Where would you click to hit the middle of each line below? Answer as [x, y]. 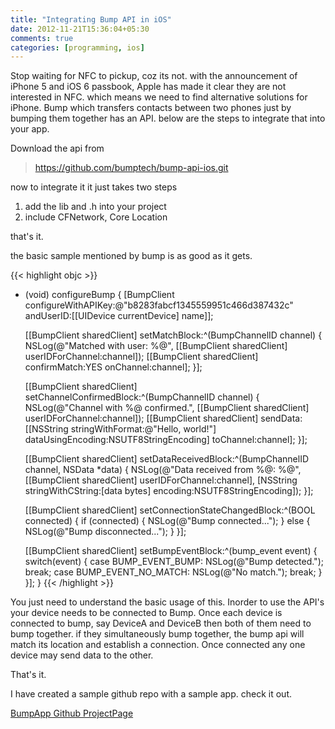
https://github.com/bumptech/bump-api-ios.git [131, 168]
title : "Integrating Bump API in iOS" [91, 19]
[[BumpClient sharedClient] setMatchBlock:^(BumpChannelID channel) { [173, 335]
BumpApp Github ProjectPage [72, 713]
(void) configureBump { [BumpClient [99, 295]
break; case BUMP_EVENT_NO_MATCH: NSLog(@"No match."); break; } [173, 572]
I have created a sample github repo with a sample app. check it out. [151, 694]
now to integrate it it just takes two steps [94, 187]
